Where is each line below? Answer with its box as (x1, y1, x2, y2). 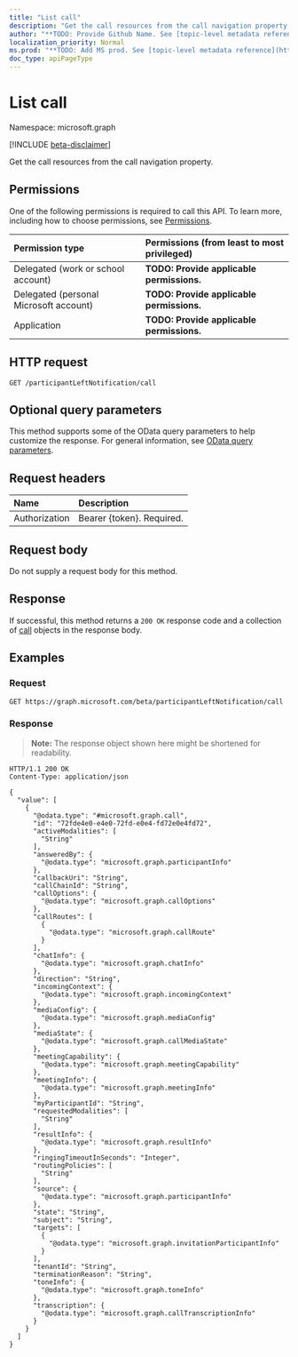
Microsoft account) (13, 299, 94, 311)
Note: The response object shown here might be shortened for (30, 738, 262, 748)
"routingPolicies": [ (32, 1161, 114, 1169)
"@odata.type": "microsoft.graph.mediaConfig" (41, 1013, 216, 1022)
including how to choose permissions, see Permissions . (9, 215, 213, 226)
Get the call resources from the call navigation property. (9, 156, 214, 167)
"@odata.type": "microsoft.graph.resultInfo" (41, 1137, 213, 1146)
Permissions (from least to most (145, 236, 285, 249)
